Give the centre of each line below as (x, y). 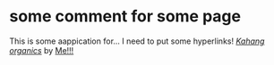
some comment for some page (125, 16)
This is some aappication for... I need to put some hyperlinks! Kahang (137, 41)
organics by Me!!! (42, 50)
